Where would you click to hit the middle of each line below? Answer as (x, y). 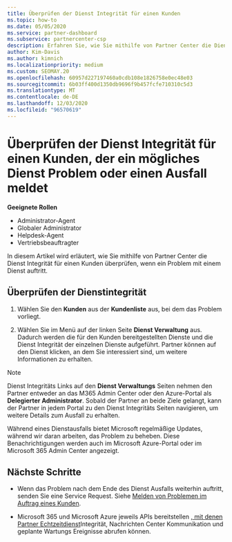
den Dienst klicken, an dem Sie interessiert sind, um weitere (102, 351)
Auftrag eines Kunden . (49, 503)
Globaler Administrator (49, 228)
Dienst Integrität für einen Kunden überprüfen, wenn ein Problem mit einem (114, 263)
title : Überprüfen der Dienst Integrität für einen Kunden (94, 13)
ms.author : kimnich (35, 59)
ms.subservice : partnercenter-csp (57, 39)
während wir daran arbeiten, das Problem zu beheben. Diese (94, 436)
